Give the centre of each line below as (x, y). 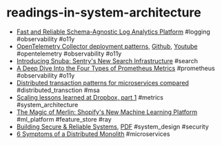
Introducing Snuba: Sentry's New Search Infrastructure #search (107, 60)
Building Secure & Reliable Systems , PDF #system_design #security (112, 126)
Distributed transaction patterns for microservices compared (102, 82)
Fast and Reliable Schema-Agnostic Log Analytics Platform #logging (113, 32)
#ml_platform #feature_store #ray (64, 119)
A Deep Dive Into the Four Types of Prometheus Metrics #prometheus (115, 68)
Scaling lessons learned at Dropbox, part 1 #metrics (90, 97)
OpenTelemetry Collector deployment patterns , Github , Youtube (107, 46)
